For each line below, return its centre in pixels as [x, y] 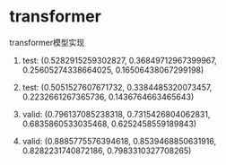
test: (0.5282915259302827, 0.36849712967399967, [119, 60]
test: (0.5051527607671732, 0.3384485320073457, [117, 87]
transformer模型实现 [47, 42]
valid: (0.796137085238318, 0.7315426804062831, [116, 114]
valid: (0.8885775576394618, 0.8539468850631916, [119, 141]
